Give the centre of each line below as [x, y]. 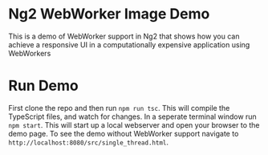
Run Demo [43, 86]
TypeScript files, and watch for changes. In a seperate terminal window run [132, 116]
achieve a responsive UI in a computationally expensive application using [129, 44]
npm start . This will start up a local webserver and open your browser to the [134, 124]
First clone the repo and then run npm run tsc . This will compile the [119, 108]
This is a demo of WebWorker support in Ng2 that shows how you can [124, 36]
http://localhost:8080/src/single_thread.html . [89, 142]
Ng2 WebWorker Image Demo [109, 14]
